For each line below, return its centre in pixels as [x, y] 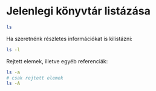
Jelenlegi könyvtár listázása [79, 11]
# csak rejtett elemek [35, 78]
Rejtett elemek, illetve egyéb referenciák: [57, 61]
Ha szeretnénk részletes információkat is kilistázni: [70, 39]
